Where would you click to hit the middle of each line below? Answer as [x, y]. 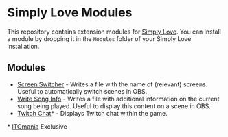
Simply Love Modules [70, 13]
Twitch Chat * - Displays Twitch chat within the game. [92, 113]
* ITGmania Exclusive [37, 126]
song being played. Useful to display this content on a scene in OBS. [114, 106]
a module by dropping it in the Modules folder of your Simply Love [99, 38]
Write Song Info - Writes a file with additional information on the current [118, 99]
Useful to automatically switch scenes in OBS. [82, 91]
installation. [23, 46]
